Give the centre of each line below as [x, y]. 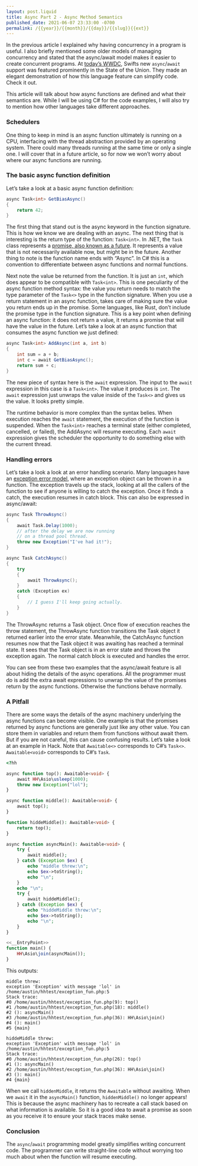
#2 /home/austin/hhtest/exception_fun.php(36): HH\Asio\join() [86, 1069]
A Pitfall [18, 702]
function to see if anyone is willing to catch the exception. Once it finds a [95, 491]
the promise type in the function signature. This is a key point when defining [99, 314]
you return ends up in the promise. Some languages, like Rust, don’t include [98, 308]
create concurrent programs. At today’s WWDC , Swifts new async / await [93, 64]
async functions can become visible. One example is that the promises [92, 721]
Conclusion [23, 1131]
